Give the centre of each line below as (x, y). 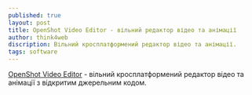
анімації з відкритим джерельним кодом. (77, 82)
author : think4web (38, 37)
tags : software (33, 52)
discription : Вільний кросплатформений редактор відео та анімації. (122, 45)
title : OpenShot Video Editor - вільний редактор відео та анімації (122, 30)
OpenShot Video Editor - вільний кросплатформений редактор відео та (126, 74)
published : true (35, 15)
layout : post (29, 23)
